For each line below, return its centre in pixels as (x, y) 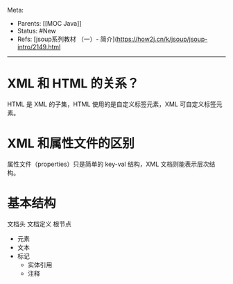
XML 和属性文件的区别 (71, 143)
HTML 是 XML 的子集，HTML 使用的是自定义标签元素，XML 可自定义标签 (112, 104)
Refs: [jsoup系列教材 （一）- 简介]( (67, 39)
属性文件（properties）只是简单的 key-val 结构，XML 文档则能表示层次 (108, 164)
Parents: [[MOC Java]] (49, 23)
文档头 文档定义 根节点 (39, 224)
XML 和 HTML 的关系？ (74, 84)
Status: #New (37, 31)
